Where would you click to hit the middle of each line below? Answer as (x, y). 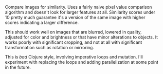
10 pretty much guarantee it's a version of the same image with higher (75, 17)
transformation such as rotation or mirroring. (50, 47)
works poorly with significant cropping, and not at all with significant (73, 42)
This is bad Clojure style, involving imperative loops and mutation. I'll (74, 57)
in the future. (18, 67)
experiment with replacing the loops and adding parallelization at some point (82, 62)
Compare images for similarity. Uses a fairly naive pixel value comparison (79, 7)
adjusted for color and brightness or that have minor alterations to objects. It (81, 37)
